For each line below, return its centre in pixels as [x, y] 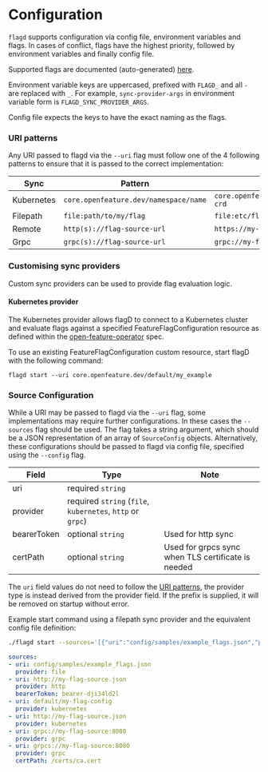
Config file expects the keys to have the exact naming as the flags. [118, 117]
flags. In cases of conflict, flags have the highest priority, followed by [122, 45]
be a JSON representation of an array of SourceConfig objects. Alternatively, [133, 438]
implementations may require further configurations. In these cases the [125, 421]
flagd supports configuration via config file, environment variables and [124, 37]
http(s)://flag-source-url [114, 229]
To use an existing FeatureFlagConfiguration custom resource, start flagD [129, 352]
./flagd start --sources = [51, 643]
